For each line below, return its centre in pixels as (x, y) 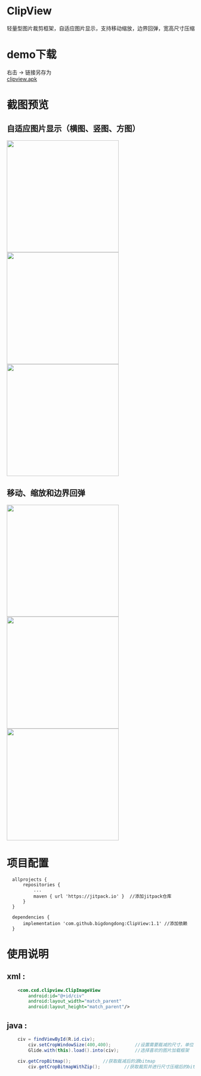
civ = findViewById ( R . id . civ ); (56, 1039)
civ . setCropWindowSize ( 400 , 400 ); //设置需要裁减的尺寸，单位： (113, 1045)
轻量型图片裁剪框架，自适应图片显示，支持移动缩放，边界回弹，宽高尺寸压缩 (101, 28)
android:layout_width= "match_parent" (75, 1001)
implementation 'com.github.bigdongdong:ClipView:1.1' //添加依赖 (105, 923)
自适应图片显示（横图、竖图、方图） (73, 129)
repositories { (41, 884)
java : (17, 1026)
